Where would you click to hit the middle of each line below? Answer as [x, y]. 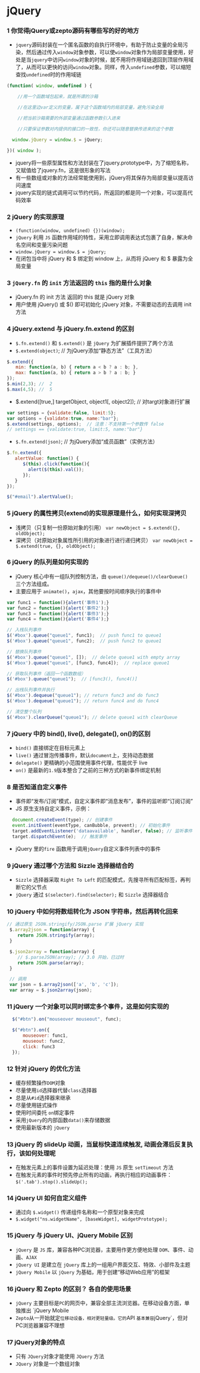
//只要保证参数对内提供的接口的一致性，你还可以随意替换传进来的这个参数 [96, 129]
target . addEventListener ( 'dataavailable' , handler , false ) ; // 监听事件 [102, 831]
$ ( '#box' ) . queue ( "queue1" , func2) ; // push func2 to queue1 [84, 641]
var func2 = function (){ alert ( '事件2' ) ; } [58, 608]
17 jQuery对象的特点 [36, 1342]
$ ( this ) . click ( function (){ [56, 464]
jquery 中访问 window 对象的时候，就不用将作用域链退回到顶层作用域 [112, 60]
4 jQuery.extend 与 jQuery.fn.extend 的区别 [71, 329]
